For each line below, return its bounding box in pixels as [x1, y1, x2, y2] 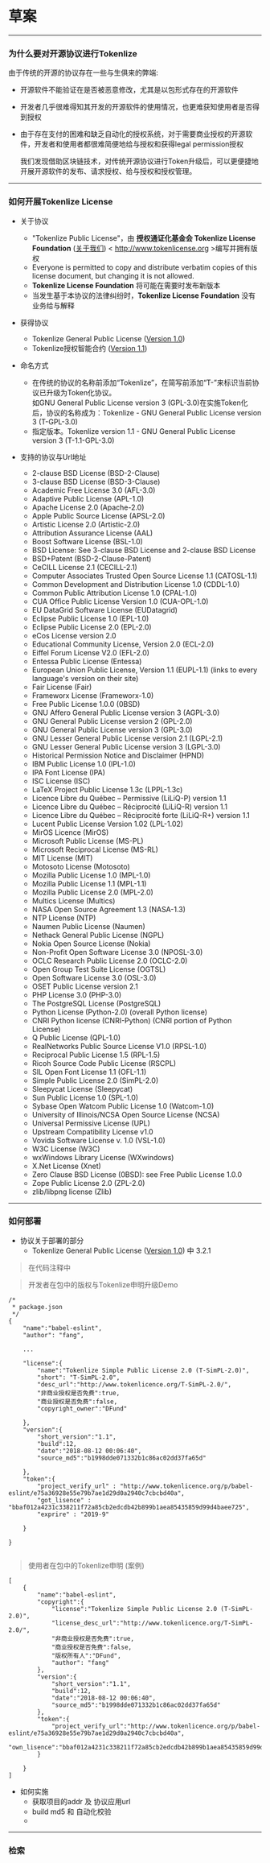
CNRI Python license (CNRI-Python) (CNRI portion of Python [31, 1015, 232, 1025]
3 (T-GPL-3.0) [31, 416, 79, 427]
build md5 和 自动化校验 [31, 1807, 112, 1816]
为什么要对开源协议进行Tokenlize [8, 48, 138, 59]
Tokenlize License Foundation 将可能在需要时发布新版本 [31, 280, 221, 290]
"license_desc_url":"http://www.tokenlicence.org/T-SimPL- [51, 1619, 253, 1627]
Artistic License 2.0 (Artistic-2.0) [31, 519, 141, 529]
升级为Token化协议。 [46, 387, 117, 397]
